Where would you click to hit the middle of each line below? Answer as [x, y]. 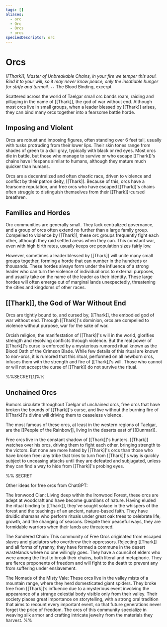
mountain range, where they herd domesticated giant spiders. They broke [81, 583]
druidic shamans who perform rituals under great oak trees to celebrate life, [83, 516]
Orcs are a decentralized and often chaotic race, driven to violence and [79, 176]
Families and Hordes [38, 213]
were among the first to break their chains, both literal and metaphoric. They [84, 558]
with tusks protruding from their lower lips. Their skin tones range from [78, 145]
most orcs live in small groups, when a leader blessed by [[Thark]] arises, [81, 107]
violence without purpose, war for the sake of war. [57, 326]
